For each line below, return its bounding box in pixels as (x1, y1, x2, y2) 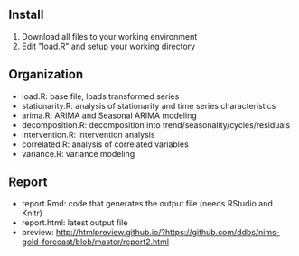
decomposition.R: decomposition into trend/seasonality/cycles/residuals (21, 119, 291, 130)
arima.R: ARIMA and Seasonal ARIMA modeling (21, 110, 197, 121)
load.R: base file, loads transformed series (21, 90, 180, 102)
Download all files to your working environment (21, 31, 198, 41)
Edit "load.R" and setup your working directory (21, 41, 196, 51)
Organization (8, 67, 83, 82)
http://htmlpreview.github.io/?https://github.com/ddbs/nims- (55, 227, 281, 238)
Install (8, 7, 44, 23)
